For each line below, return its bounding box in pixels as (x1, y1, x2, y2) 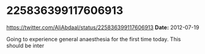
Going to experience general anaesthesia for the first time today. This (6, 35, 181, 42)
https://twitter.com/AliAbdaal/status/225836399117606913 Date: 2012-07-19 (6, 24, 199, 31)
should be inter (6, 42, 45, 49)
